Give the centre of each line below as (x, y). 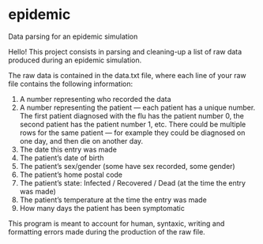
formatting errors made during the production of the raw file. (107, 231)
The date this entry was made (68, 149)
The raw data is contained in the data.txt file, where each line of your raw (127, 75)
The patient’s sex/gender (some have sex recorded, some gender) (127, 166)
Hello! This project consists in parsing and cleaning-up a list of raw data (125, 51)
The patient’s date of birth (62, 158)
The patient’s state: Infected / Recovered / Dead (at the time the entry (133, 182)
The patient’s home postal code (71, 175)
